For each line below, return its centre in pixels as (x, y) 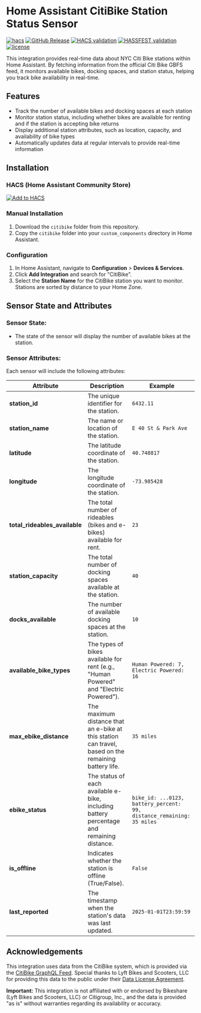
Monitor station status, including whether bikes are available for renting (102, 117)
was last (99, 923)
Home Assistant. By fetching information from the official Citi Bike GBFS (95, 65)
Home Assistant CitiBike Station (87, 11)
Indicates (100, 853)
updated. (100, 931)
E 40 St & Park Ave (159, 428)
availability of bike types (45, 136)
